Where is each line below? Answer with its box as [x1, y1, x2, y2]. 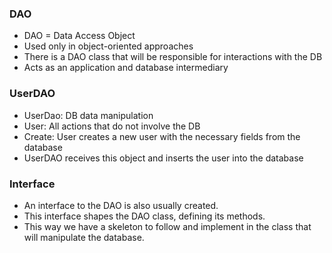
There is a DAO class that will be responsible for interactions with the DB [23, 51, 323, 63]
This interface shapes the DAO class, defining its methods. [23, 210, 266, 222]
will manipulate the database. [23, 231, 145, 243]
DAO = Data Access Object [23, 30, 136, 42]
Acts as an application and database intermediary [23, 62, 229, 74]
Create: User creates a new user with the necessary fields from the [23, 130, 301, 142]
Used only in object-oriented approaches [23, 40, 194, 52]
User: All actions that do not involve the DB [23, 120, 201, 132]
